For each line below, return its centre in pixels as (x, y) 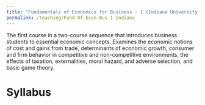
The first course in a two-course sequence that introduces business (92, 35)
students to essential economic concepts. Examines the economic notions (100, 42)
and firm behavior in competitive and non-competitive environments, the (97, 54)
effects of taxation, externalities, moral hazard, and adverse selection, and (100, 61)
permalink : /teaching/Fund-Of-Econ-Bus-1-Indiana (71, 18)
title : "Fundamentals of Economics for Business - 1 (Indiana (87, 12)
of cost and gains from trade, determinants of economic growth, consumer (100, 48)
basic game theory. (31, 67)
